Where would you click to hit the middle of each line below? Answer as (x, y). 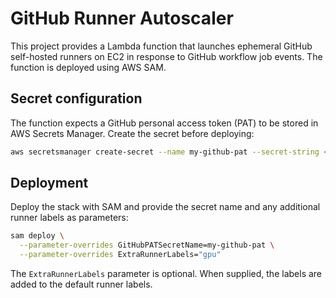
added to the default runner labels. (81, 284)
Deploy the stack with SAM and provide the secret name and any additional (165, 207)
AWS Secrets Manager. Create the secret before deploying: (132, 133)
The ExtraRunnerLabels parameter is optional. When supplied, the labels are (166, 274)
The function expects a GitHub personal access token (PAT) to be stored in (164, 123)
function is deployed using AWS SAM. (88, 67)
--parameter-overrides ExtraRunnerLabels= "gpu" (120, 255)
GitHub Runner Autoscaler (122, 18)
